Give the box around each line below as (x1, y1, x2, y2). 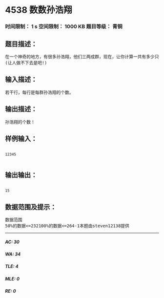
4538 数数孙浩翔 (5, 4, 72, 16)
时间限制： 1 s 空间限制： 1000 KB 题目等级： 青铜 (5, 23, 123, 30)
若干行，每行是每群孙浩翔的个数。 (5, 89, 74, 95)
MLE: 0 (5, 276, 20, 281)
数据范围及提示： (5, 203, 57, 211)
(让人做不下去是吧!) (5, 60, 47, 65)
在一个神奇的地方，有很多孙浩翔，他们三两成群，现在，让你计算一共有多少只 (5, 54, 159, 59)
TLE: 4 (5, 263, 19, 269)
